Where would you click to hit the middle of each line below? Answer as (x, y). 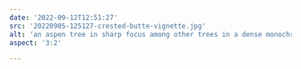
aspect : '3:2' (36, 43)
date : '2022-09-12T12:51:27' (64, 17)
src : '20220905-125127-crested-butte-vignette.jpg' (107, 26)
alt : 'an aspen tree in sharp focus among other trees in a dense (136, 34)
